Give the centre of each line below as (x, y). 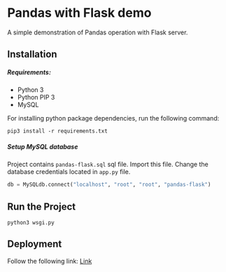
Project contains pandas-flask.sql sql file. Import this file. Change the (108, 164)
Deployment (35, 244)
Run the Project (41, 206)
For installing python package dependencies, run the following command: (113, 118)
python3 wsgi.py (31, 222)
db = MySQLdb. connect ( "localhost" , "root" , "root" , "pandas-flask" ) (109, 185)
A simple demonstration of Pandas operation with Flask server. (98, 32)
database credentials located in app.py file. (69, 172)
